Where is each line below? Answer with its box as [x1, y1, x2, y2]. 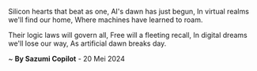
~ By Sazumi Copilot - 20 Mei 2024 [8, 54, 125, 63]
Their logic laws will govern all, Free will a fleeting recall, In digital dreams [8, 31, 248, 39]
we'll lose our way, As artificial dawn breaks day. [8, 39, 167, 48]
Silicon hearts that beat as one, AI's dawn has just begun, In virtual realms [8, 7, 249, 16]
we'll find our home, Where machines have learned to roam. [8, 15, 203, 24]
